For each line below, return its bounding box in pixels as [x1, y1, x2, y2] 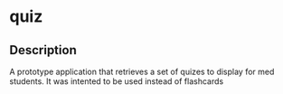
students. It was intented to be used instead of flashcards [9, 76, 224, 87]
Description [9, 42, 77, 58]
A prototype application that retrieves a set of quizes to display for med [9, 66, 275, 77]
